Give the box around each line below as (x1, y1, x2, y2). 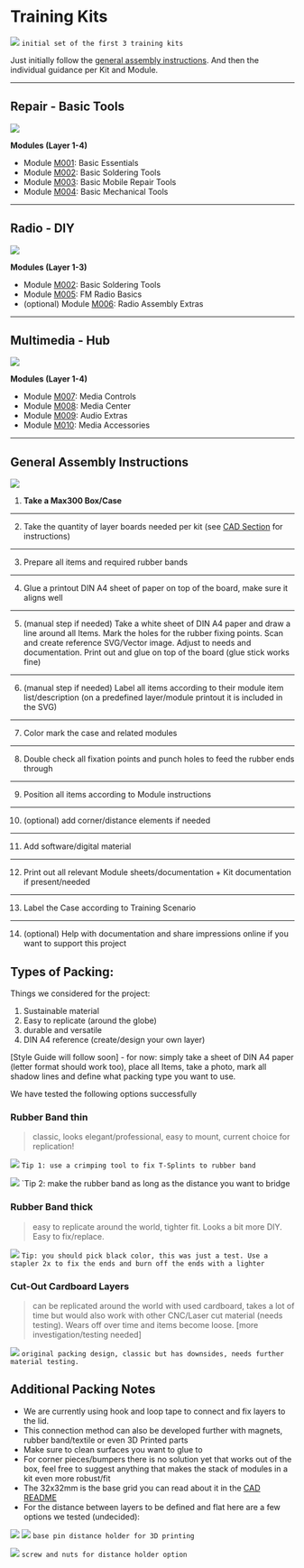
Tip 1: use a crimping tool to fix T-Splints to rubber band (21, 1161, 256, 1170)
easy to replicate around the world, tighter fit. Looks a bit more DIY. (32, 1221, 282, 1232)
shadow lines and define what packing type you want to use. (10, 1071, 236, 1082)
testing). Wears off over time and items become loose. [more (32, 1319, 259, 1330)
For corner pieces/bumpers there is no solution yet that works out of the (23, 1453, 292, 1464)
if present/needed (23, 877, 91, 888)
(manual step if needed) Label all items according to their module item (23, 683, 284, 694)
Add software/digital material (23, 841, 132, 852)
